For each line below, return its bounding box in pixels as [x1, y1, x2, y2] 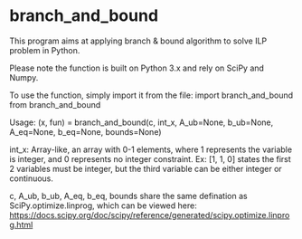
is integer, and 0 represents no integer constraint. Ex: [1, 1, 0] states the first [9, 153, 291, 164]
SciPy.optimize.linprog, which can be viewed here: [9, 200, 197, 211]
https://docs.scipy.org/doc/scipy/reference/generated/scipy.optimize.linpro [9, 209, 290, 220]
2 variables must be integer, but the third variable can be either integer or [9, 163, 282, 174]
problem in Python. [9, 44, 80, 55]
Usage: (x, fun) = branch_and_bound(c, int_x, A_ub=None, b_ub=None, [9, 117, 274, 128]
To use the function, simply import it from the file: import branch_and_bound [9, 90, 294, 100]
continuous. [9, 173, 54, 184]
